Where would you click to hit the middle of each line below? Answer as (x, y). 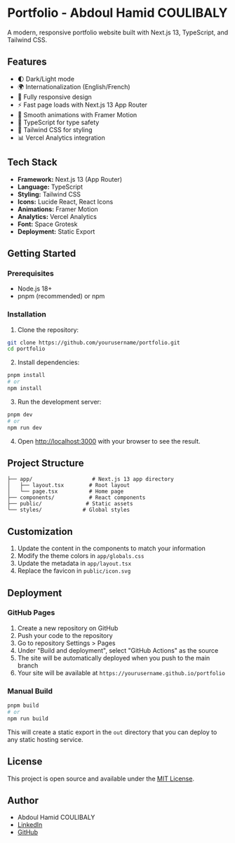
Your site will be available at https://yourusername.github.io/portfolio (121, 672)
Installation (27, 314)
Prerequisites (31, 273)
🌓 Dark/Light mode (46, 79)
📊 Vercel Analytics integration (61, 138)
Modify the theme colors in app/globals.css (81, 556)
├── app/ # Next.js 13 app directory (90, 479)
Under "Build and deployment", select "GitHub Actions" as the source (118, 650)
